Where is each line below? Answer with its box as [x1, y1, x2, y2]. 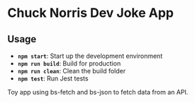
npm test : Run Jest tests [17, 74, 89, 83]
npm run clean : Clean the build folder [17, 67, 126, 75]
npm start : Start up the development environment [17, 51, 163, 60]
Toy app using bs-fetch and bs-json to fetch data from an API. [7, 88, 189, 96]
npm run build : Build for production [17, 59, 121, 68]
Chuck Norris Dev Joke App [7, 5, 174, 21]
